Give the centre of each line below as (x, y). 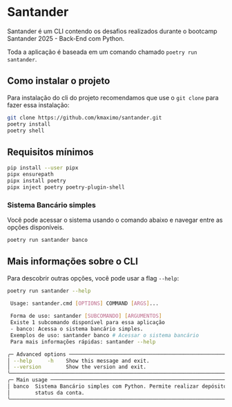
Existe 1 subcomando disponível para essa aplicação (88, 323)
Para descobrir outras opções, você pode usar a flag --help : (93, 278)
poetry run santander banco (48, 240)
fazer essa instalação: (38, 105)
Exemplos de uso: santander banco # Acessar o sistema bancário (104, 335)
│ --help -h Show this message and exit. (78, 361)
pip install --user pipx (43, 168)
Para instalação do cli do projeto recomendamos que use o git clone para (113, 97)
